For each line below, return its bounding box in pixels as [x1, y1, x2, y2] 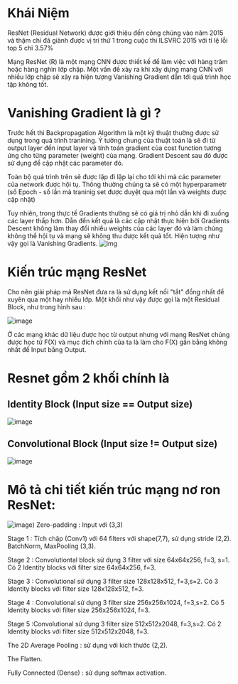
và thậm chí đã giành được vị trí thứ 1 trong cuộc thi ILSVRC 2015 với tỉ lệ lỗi [7, 36, 228, 44]
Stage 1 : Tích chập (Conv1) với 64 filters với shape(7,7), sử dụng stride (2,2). [7, 534, 232, 543]
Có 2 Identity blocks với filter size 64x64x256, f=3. [7, 563, 156, 572]
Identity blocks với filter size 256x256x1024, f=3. [7, 606, 151, 614]
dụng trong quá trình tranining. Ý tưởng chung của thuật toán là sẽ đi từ [7, 136, 216, 144]
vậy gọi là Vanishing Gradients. [7, 239, 98, 247]
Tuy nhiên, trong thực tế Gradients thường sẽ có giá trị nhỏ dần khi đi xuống [7, 208, 229, 218]
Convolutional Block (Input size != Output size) [7, 438, 218, 450]
